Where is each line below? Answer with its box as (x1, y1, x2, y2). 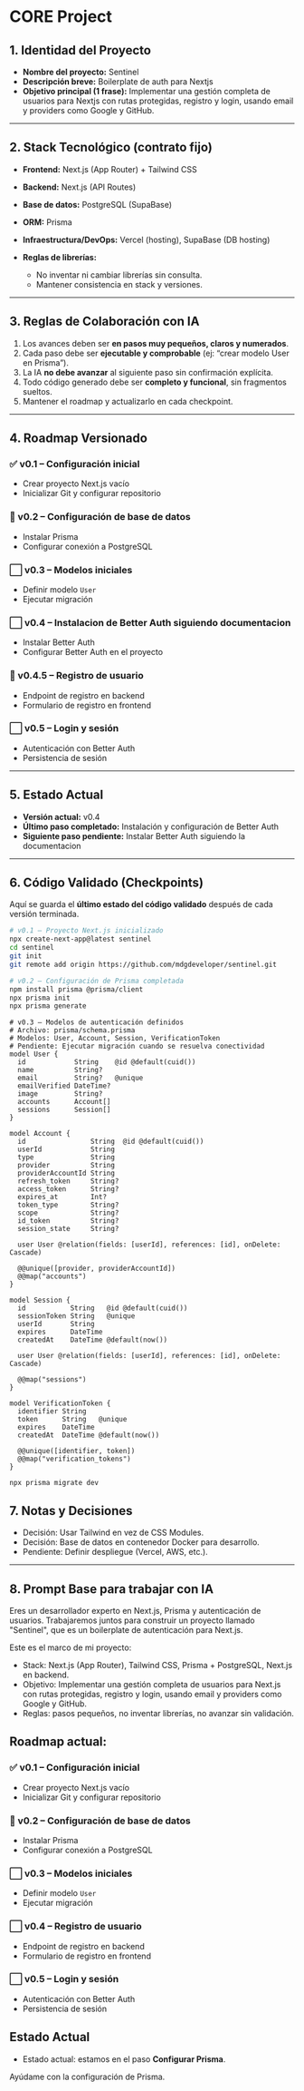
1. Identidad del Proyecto (9, 43, 152, 58)
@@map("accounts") (17, 1272, 88, 1281)
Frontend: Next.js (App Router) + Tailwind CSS (22, 163, 197, 174)
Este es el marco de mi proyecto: (9, 1642, 132, 1653)
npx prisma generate (9, 1002, 88, 1011)
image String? (17, 1089, 103, 1099)
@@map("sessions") (17, 1375, 88, 1384)
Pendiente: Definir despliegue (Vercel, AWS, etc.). (22, 1547, 208, 1558)
